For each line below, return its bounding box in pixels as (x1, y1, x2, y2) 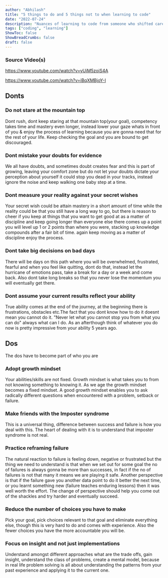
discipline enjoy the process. (5, 235, 64, 241)
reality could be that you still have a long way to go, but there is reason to (5, 208, 156, 214)
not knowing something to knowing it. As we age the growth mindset (5, 382, 146, 388)
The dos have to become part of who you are (5, 353, 98, 359)
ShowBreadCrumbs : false (5, 35, 55, 40)
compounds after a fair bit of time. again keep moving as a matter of (5, 229, 145, 235)
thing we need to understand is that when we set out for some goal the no (5, 461, 157, 467)
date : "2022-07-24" (5, 16, 46, 21)
